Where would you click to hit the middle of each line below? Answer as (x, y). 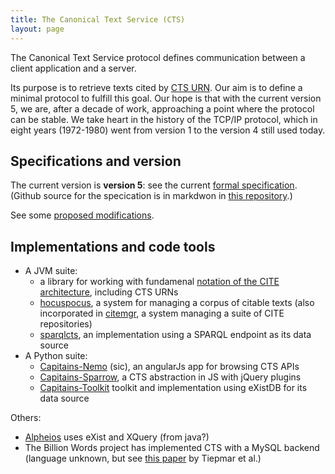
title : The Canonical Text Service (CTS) (98, 19)
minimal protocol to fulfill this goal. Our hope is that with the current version (166, 98)
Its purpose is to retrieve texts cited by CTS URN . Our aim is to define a (156, 87)
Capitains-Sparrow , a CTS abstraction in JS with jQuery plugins (170, 377)
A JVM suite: (51, 271)
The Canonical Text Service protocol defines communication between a (158, 57)
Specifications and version (96, 161)
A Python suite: (56, 356)
